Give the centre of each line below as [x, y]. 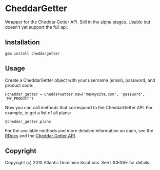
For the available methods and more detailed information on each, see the [79, 130]
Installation [22, 42]
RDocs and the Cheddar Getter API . [41, 136]
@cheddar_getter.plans [28, 121]
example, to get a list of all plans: [38, 113]
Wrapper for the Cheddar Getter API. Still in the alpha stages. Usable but [78, 22]
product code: [19, 85]
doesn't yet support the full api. [37, 27]
